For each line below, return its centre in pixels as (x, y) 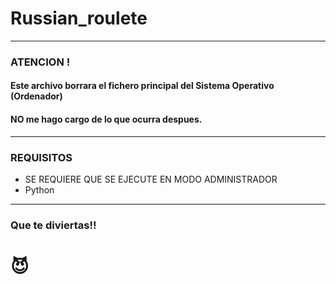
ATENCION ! (40, 62)
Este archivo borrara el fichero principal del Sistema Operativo (142, 86)
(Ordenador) (36, 96)
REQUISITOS (41, 157)
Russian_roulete (79, 18)
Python (39, 189)
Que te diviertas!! (53, 225)
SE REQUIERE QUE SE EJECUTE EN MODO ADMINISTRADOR (151, 179)
